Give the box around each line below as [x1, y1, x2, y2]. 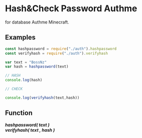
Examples [5, 33, 36, 42]
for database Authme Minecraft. [5, 19, 69, 25]
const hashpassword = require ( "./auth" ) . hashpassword [5, 46, 117, 51]
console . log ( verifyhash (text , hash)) [5, 95, 80, 100]
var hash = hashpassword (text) [5, 64, 69, 69]
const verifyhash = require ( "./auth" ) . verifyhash [5, 51, 108, 56]
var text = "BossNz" [5, 60, 47, 65]
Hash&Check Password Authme [5, 3, 138, 14]
